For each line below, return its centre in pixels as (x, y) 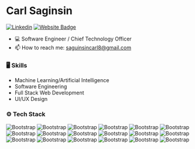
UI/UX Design (31, 99)
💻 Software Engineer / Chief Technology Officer (73, 39)
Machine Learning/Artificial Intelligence (62, 80)
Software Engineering (41, 87)
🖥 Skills (17, 65)
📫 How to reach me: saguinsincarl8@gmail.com (73, 48)
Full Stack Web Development (49, 93)
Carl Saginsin (40, 11)
